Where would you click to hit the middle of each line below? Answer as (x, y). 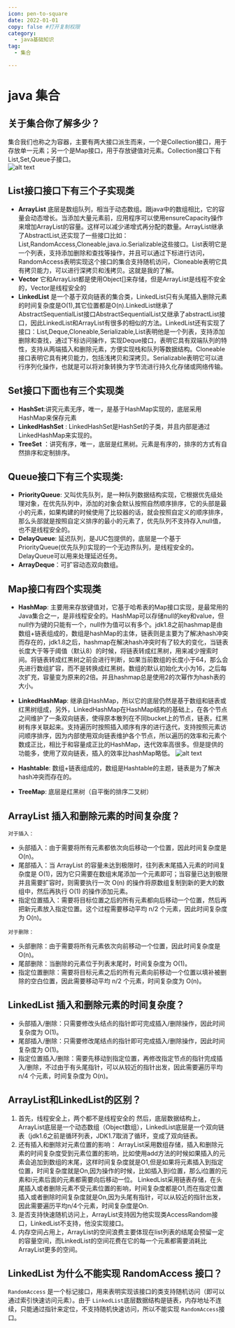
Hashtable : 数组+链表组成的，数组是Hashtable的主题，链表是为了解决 (119, 768)
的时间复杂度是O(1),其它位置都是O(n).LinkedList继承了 (96, 305)
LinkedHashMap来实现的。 (57, 435)
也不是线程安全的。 (46, 530)
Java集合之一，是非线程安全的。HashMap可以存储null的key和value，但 (121, 616)
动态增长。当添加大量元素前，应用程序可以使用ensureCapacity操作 (127, 218)
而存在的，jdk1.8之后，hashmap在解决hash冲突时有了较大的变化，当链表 (123, 642)
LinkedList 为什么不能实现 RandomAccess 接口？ (115, 1273)
